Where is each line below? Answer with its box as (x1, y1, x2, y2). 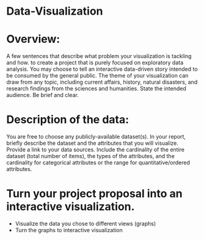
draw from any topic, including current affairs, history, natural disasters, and (6, 78, 198, 86)
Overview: (6, 32, 60, 46)
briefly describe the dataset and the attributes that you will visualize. (6, 139, 179, 147)
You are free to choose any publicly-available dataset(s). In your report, (6, 133, 186, 140)
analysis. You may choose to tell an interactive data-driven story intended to (6, 65, 198, 73)
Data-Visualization (6, 4, 103, 18)
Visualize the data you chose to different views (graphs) (15, 220, 156, 227)
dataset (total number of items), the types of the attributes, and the (6, 153, 175, 160)
